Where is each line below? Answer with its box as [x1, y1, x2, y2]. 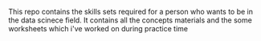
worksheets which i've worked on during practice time [8, 24, 189, 33]
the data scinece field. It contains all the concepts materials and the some [8, 15, 253, 25]
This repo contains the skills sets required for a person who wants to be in [8, 7, 254, 16]
